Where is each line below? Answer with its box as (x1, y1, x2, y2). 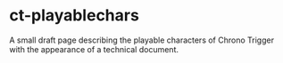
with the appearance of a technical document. (9, 43, 179, 54)
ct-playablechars (9, 5, 140, 26)
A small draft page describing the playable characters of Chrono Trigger (9, 35, 275, 45)
